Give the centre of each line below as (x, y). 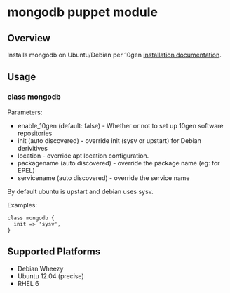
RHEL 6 (28, 283)
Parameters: (25, 112)
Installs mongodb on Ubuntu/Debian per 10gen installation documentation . (115, 55)
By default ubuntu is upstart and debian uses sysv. (81, 191)
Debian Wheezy (40, 268)
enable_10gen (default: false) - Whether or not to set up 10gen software (120, 125)
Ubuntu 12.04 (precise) (50, 276)
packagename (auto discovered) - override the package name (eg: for (119, 163)
